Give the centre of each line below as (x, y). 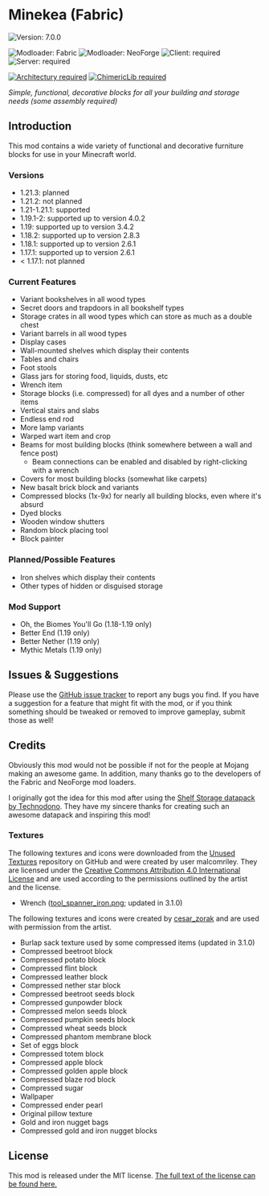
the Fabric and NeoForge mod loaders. (72, 782)
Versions (26, 175)
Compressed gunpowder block (71, 1002)
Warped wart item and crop (65, 436)
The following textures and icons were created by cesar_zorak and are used (134, 918)
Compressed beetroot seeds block (77, 994)
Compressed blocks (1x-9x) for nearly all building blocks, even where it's (141, 496)
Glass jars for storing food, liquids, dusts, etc (94, 377)
